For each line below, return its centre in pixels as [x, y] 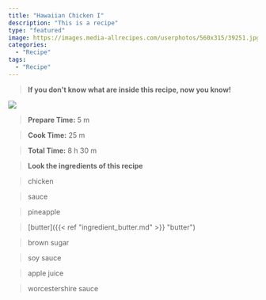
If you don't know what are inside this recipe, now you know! [129, 89]
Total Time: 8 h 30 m [62, 150]
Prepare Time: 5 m [59, 120]
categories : [28, 45]
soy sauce [44, 257]
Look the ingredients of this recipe [85, 165]
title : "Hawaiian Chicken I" [56, 15]
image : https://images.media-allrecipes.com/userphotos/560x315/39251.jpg [134, 38]
